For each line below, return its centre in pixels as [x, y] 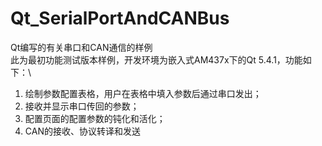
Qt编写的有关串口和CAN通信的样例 [81, 47]
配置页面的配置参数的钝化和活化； [95, 118]
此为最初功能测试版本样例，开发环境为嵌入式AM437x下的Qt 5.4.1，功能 [156, 59]
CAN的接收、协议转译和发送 [82, 131]
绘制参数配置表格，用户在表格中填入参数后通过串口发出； [143, 93]
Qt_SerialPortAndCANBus [120, 18]
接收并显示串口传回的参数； [82, 106]
